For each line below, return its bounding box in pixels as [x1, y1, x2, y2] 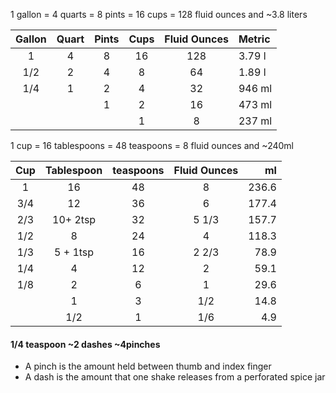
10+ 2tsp [52, 213, 97, 226]
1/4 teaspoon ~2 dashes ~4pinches [10, 338, 161, 350]
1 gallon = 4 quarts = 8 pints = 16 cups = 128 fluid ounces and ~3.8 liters [10, 9, 308, 20]
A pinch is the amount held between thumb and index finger [24, 360, 272, 373]
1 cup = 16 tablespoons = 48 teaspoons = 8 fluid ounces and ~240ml [10, 140, 294, 151]
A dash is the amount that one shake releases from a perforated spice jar [24, 371, 326, 383]
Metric [238, 32, 271, 46]
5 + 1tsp [54, 245, 95, 259]
